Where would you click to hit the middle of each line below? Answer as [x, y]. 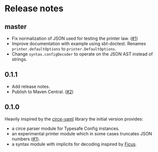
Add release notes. [31, 86]
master [16, 27]
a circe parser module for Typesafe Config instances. [66, 128]
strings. [19, 59]
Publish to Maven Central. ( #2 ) [43, 92]
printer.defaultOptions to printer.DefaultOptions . [64, 49]
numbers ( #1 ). [26, 139]
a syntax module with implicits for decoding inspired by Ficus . [74, 144]
